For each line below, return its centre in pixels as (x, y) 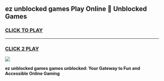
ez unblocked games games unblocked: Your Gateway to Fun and (73, 68)
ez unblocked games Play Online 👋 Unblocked (76, 9)
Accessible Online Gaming (32, 73)
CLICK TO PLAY (24, 31)
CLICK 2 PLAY (22, 49)
